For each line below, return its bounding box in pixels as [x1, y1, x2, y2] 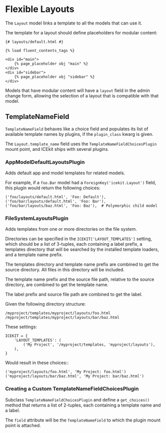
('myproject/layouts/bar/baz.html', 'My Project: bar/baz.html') [5, 374, 144, 379]
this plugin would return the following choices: [5, 185, 100, 191]
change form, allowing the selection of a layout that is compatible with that [5, 92, 159, 98]
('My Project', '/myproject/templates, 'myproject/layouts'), [23, 342, 155, 348]
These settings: [5, 324, 37, 330]
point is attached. [5, 422, 41, 428]
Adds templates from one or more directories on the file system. [5, 226, 137, 232]
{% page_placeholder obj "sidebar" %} [14, 74, 95, 79]
